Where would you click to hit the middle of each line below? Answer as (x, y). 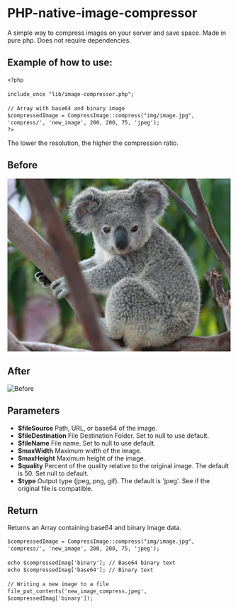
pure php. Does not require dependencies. (69, 40)
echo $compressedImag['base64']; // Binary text (80, 570)
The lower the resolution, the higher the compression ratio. (93, 143)
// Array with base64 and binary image (66, 108)
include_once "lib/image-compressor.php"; (71, 94)
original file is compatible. (55, 488)
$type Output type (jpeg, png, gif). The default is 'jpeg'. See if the (114, 480)
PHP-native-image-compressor (102, 13)
